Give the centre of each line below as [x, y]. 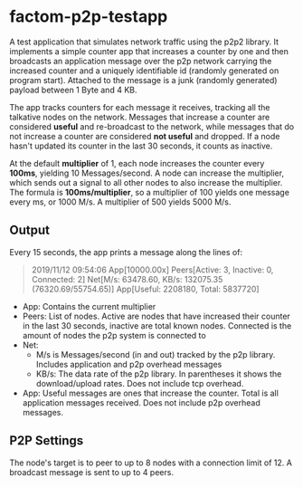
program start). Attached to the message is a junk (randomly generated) [143, 80]
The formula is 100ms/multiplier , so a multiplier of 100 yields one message [149, 192]
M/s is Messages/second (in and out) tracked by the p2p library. [156, 354]
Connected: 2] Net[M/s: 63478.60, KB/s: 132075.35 [127, 279]
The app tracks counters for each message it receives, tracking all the [140, 107]
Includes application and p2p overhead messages [129, 364]
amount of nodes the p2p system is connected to [114, 335]
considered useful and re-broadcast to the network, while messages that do [152, 126]
